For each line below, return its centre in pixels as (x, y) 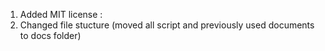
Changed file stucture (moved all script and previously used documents (167, 25)
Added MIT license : (61, 14)
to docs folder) (50, 35)
